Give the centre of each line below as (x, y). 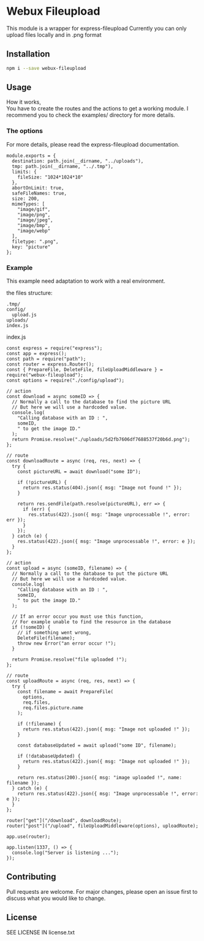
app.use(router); (28, 837)
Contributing (31, 877)
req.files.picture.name (53, 708)
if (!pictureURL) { (42, 483)
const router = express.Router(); (51, 364)
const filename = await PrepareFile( (66, 692)
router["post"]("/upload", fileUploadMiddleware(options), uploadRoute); (103, 826)
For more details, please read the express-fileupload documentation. (93, 144)
